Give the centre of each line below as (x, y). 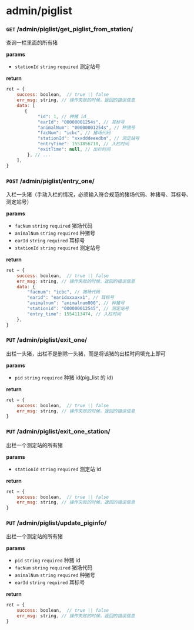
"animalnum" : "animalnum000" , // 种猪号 (76, 303)
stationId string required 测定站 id (58, 469)
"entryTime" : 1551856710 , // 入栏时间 (83, 144)
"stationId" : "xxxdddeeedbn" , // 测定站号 (88, 139)
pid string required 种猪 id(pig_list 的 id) (64, 377)
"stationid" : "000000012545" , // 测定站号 (78, 309)
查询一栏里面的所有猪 (32, 43)
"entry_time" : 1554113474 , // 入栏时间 (74, 314)
